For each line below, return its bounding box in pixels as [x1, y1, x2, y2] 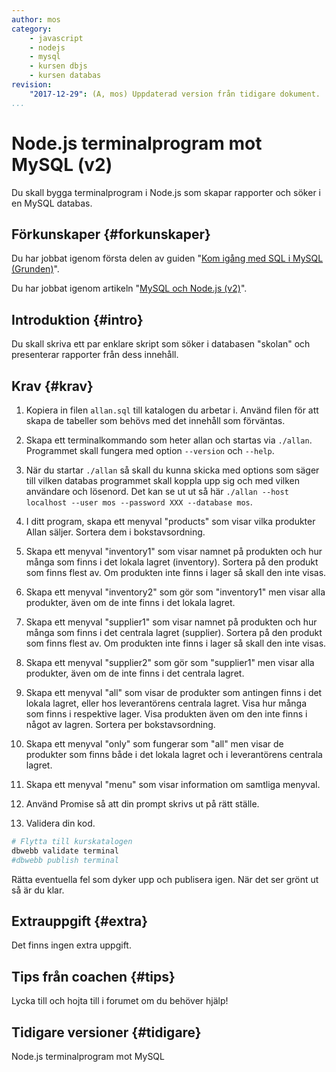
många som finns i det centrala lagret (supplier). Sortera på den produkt [25, 627, 323, 638]
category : [11, 24, 53, 34]
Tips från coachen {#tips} [11, 968, 176, 985]
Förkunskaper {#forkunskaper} [11, 226, 211, 243]
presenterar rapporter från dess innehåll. [11, 349, 179, 361]
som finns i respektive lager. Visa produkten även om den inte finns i [25, 708, 308, 720]
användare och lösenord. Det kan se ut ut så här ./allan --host [25, 486, 289, 497]
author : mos [11, 14, 61, 25]
